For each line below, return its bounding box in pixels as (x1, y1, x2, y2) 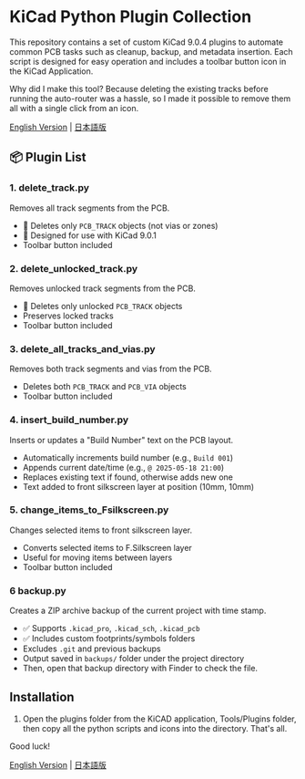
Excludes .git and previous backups (22, 643, 161, 654)
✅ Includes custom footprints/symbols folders (22, 633, 196, 644)
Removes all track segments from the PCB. (9, 203, 170, 213)
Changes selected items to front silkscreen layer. (9, 525, 193, 535)
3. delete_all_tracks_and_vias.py (9, 342, 157, 355)
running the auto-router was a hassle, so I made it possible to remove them (9, 93, 291, 104)
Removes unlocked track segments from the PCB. (9, 283, 196, 294)
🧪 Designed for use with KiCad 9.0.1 (22, 230, 157, 241)
